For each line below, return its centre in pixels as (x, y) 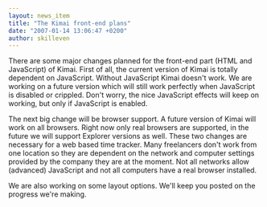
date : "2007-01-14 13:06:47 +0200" (68, 30)
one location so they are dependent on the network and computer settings (131, 153)
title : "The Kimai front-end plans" (70, 23)
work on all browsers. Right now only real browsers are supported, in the (129, 128)
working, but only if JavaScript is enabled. (78, 103)
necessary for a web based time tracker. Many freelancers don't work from (133, 144)
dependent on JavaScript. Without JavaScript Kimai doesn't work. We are (130, 78)
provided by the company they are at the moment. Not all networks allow (129, 162)
